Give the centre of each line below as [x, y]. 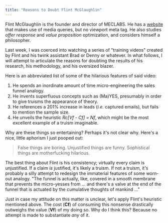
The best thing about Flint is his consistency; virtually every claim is [75, 162]
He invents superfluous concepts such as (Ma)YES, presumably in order [87, 96]
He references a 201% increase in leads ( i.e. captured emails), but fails [86, 106]
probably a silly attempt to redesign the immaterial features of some [75, 173]
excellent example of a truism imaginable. [55, 123]
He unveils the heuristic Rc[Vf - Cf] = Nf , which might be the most [80, 117]
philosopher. [18, 40]
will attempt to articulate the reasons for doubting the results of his [74, 60]
